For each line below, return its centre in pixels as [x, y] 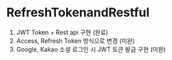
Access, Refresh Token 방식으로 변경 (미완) [75, 41]
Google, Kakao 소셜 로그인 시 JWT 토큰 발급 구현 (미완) [91, 49]
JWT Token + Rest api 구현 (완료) [62, 32]
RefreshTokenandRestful [78, 13]
